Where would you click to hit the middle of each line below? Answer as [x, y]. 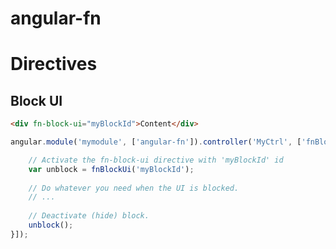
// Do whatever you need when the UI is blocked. [134, 188]
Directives [54, 64]
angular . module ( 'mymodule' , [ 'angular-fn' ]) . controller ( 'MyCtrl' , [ [156, 142]
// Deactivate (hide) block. [89, 216]
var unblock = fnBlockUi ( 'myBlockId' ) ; [111, 169]
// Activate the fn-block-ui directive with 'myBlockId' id [156, 160]
